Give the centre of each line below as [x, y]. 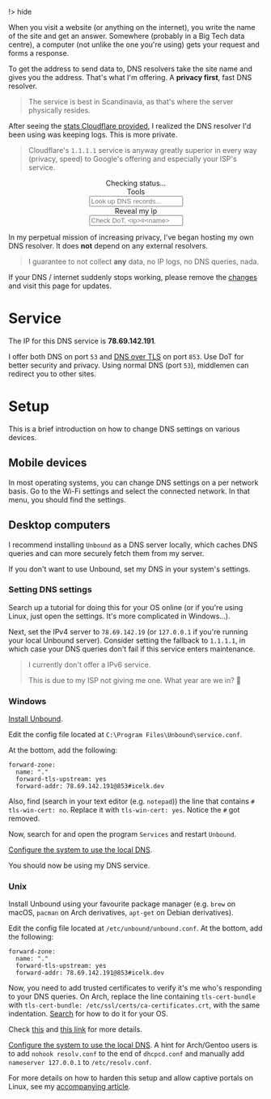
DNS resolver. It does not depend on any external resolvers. [108, 246]
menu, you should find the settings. [68, 499]
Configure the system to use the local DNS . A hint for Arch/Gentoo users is [133, 1045]
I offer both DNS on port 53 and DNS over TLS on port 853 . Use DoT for [126, 356]
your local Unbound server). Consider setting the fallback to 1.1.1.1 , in [127, 640]
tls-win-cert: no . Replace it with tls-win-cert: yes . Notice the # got [124, 810]
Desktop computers [59, 525]
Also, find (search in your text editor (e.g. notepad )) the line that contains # [131, 801]
